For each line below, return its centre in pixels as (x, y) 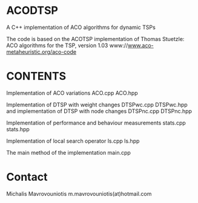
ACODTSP (32, 11)
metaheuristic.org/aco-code (41, 51)
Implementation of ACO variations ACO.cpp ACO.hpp (72, 93)
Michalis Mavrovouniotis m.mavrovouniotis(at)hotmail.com (79, 193)
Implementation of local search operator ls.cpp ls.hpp (73, 141)
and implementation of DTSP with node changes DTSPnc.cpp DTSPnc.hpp (99, 111)
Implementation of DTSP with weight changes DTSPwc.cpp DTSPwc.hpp (97, 105)
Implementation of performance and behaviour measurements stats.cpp (96, 123)
